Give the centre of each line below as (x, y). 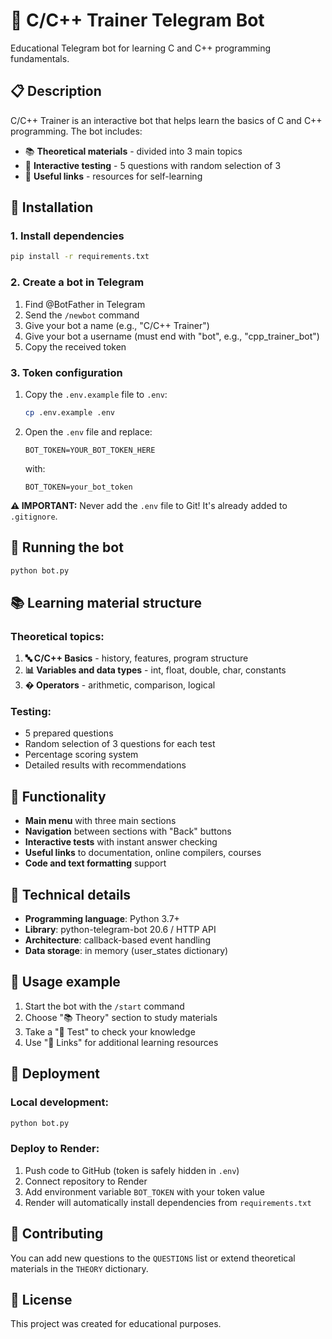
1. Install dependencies (67, 236)
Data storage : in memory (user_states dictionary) (126, 951)
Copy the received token (75, 346)
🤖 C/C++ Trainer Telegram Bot (137, 20)
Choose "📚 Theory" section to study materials (121, 1017)
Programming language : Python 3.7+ (102, 919)
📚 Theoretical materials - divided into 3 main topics (133, 151)
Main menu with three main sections (100, 821)
